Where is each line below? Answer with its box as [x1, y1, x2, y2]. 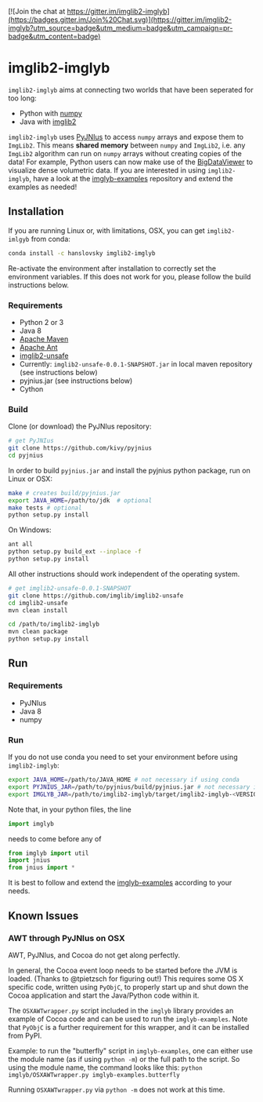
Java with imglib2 [19, 117, 77, 126]
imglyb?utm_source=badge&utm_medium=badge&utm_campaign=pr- [8, 24, 233, 32]
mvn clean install [8, 606, 68, 615]
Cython [19, 384, 44, 393]
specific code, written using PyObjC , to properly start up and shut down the [8, 982, 249, 991]
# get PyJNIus [8, 437, 55, 445]
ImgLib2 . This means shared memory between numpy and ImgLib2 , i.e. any [8, 140, 246, 150]
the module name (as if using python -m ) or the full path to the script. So [8, 1054, 240, 1064]
